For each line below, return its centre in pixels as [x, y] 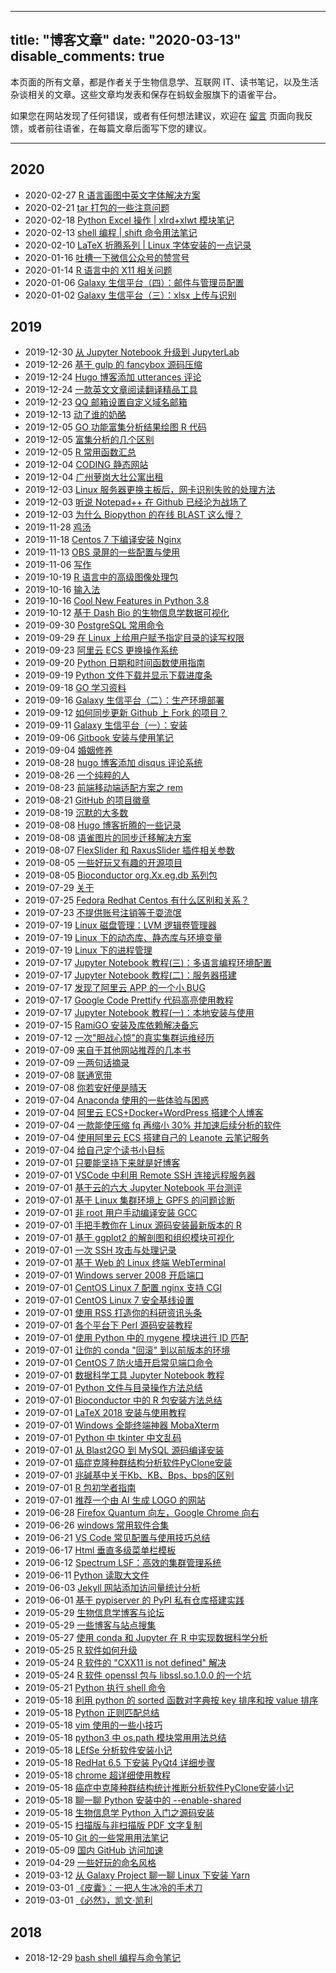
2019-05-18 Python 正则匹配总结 [92, 1713]
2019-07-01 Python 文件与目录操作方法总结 [113, 1388]
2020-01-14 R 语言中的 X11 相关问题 [98, 270]
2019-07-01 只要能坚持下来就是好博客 [102, 1163]
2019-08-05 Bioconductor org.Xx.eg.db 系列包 [121, 875]
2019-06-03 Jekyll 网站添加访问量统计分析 [112, 1588]
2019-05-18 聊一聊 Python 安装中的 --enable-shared [133, 1800]
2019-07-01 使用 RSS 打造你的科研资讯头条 [113, 1313]
